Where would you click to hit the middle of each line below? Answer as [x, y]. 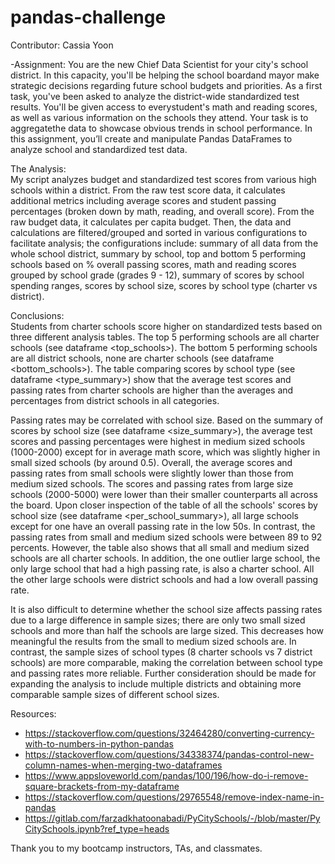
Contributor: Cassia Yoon [62, 45]
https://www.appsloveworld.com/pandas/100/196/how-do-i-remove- [166, 775]
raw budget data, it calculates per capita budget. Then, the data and [151, 222]
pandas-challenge [88, 17]
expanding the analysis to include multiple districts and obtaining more [156, 683]
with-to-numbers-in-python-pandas [99, 743]
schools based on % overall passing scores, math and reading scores [153, 264]
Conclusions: [37, 315]
